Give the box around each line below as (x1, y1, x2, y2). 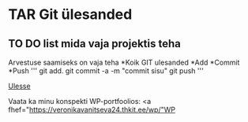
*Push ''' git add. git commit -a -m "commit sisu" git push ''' (8, 66, 204, 76)
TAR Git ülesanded (8, 6, 133, 24)
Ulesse (8, 81, 31, 91)
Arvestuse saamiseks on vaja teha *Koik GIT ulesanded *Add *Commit (8, 57, 240, 67)
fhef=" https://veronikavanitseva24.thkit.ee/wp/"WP (8, 105, 176, 114)
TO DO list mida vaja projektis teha (8, 37, 182, 50)
